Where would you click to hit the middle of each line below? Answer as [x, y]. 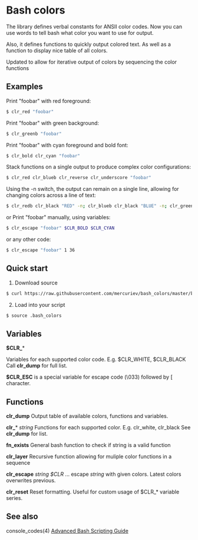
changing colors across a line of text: [51, 196]
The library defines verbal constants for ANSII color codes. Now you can [94, 26]
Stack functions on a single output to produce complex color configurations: [99, 167]
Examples [24, 87]
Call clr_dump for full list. [37, 366]
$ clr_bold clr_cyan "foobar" [43, 156]
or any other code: [29, 239]
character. [19, 383]
